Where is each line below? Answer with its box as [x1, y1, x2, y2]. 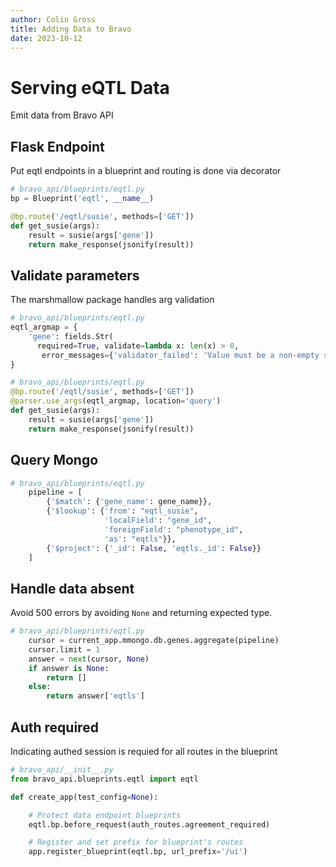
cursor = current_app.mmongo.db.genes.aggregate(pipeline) [28, 636, 280, 646]
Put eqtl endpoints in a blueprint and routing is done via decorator [10, 165, 282, 177]
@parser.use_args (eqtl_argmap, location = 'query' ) [10, 396, 222, 406]
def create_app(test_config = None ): [10, 792, 159, 802]
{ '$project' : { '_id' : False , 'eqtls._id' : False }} [46, 543, 262, 553]
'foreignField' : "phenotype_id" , [104, 524, 244, 535]
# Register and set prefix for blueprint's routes [28, 837, 244, 848]
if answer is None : [28, 663, 110, 673]
